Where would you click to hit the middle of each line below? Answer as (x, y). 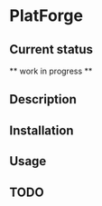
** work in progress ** (51, 71)
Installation (42, 130)
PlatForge (46, 16)
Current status (51, 49)
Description (43, 99)
